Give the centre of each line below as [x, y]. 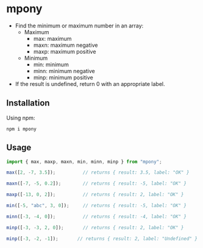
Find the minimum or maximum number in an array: [79, 26]
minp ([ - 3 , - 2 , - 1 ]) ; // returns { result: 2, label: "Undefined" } [102, 239]
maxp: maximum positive [65, 51]
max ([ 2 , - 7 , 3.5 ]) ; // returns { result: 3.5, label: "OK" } [98, 172]
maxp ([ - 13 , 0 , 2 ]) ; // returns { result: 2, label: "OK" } [95, 195]
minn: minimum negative [64, 71]
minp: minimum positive [63, 77]
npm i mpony [21, 129]
